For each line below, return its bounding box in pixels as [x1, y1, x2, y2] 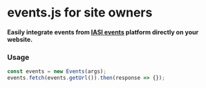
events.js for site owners [7, 5, 153, 21]
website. [7, 35, 33, 43]
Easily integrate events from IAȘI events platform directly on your [7, 27, 199, 36]
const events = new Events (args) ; [7, 68, 107, 75]
